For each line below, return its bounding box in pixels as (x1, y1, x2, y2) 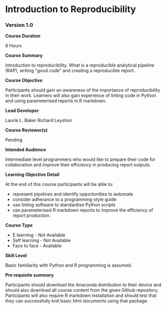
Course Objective (5, 77, 43, 84)
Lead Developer (5, 107, 39, 114)
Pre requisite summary (5, 272, 54, 278)
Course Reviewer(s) (5, 127, 48, 133)
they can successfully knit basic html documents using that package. (5, 298, 148, 304)
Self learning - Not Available (12, 237, 71, 243)
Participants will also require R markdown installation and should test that (5, 292, 157, 298)
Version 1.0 (5, 22, 34, 29)
